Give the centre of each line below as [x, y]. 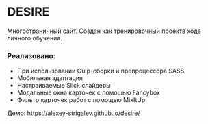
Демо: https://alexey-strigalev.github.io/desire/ [74, 113]
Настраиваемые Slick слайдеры [64, 86]
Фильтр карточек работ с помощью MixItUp [81, 100]
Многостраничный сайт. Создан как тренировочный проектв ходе [104, 31]
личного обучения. [35, 38]
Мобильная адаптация [50, 78]
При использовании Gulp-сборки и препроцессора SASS [101, 71]
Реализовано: [31, 55]
